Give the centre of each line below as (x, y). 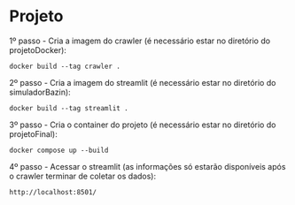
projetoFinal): (33, 133)
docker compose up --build (59, 150)
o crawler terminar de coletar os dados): (83, 176)
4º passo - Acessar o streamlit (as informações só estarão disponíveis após (147, 166)
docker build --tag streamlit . (69, 108)
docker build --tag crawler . (65, 66)
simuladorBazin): (40, 92)
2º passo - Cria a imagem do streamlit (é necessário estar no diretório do (143, 82)
